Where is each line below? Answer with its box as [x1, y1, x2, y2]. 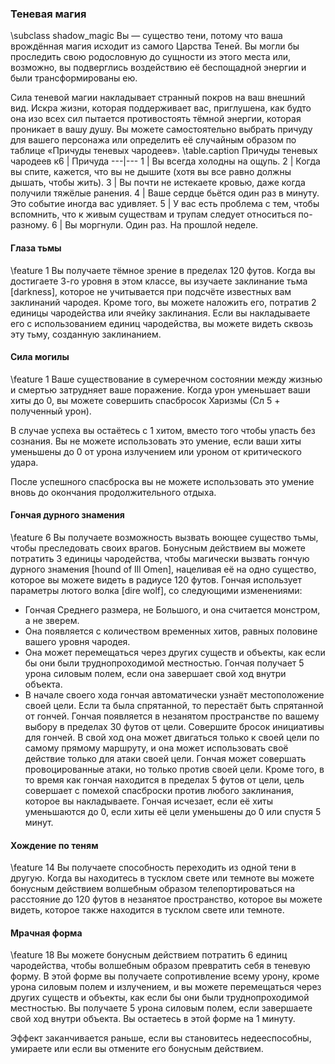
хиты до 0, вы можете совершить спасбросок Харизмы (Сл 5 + [10, 394, 281, 406]
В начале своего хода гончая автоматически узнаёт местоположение [24, 688, 325, 701]
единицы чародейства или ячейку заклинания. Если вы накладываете [10, 307, 311, 319]
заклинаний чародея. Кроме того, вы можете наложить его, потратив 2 [10, 296, 317, 308]
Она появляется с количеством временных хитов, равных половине [24, 625, 318, 637]
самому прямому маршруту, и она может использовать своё [24, 742, 289, 754]
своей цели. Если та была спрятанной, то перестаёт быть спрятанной [24, 699, 324, 711]
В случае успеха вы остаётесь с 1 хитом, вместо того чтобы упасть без [10, 424, 316, 436]
